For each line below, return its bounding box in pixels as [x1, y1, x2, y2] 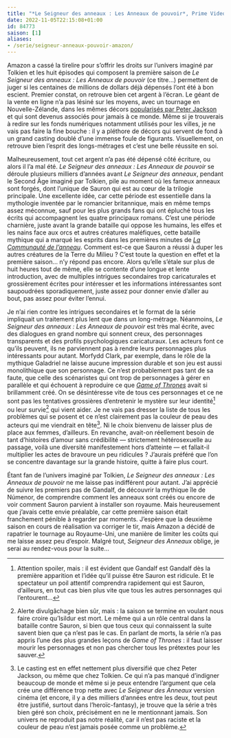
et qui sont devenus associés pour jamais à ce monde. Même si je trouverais [7, 112, 223, 121]
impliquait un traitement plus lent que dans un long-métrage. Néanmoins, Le [7, 315, 223, 323]
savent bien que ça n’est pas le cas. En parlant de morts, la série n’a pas [16, 628, 221, 637]
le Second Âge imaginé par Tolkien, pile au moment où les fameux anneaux [7, 177, 221, 185]
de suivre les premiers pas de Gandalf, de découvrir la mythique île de [7, 486, 206, 494]
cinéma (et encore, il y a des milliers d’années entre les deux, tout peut [16, 693, 218, 701]
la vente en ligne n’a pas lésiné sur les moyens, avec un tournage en [7, 98, 201, 106]
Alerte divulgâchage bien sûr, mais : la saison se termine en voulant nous [16, 606, 224, 615]
